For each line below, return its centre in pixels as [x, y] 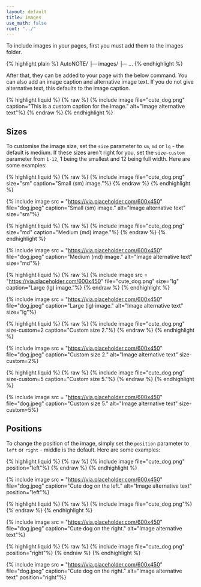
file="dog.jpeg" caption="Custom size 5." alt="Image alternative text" [92, 403]
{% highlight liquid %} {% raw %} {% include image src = [77, 275]
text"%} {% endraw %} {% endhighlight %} [60, 113]
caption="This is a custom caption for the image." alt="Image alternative [96, 107]
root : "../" [21, 29]
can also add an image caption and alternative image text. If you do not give [100, 82]
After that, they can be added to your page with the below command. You [97, 75]
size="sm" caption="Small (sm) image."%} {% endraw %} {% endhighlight [98, 184]
